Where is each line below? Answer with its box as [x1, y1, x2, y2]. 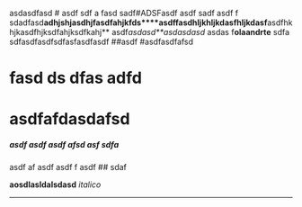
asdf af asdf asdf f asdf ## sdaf [9, 162, 128, 173]
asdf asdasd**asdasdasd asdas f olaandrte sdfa [111, 27, 290, 37]
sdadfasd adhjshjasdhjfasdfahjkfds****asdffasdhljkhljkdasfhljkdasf [9, 17, 268, 28]
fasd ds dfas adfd [9, 67, 142, 88]
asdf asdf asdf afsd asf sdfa [9, 139, 120, 149]
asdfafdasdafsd [9, 109, 130, 130]
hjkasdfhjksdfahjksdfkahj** [9, 27, 111, 37]
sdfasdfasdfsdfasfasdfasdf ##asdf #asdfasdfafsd [9, 36, 194, 47]
